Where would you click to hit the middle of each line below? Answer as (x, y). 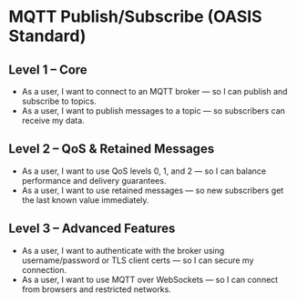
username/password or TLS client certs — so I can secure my (138, 260)
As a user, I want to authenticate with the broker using (123, 250)
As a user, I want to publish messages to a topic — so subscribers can (154, 111)
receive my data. (53, 121)
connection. (44, 269)
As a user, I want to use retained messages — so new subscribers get (153, 190)
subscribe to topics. (59, 101)
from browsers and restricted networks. (97, 289)
